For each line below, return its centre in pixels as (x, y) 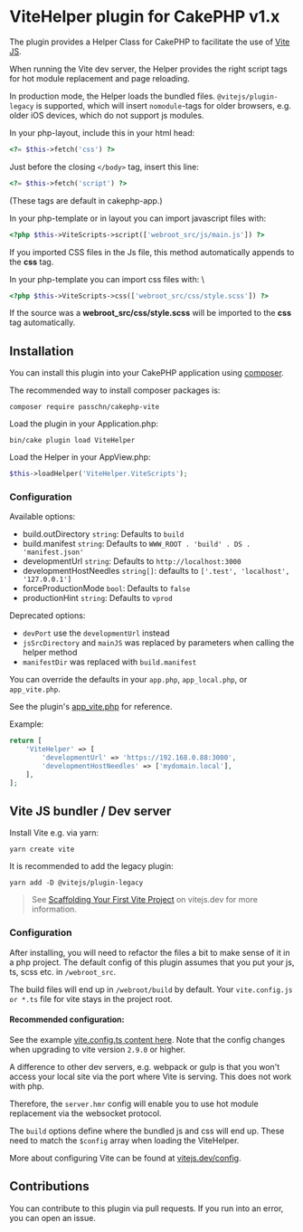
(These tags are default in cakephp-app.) (86, 200)
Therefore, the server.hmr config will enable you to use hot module (134, 1103)
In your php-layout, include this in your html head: (102, 132)
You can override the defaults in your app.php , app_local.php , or (128, 680)
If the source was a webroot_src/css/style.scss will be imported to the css (151, 313)
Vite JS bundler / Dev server (90, 812)
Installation (42, 351)
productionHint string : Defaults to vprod (98, 598)
